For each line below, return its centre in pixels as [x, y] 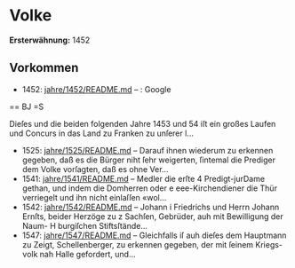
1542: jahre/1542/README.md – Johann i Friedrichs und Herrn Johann [151, 207]
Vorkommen [44, 68]
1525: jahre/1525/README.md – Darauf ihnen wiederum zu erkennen [147, 150]
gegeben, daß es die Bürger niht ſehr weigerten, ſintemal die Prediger [148, 160]
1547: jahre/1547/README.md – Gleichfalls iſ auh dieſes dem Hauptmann [154, 235]
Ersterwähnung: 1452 [50, 40]
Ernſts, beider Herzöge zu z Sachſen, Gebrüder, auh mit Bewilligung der [152, 216]
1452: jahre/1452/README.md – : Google [96, 89]
